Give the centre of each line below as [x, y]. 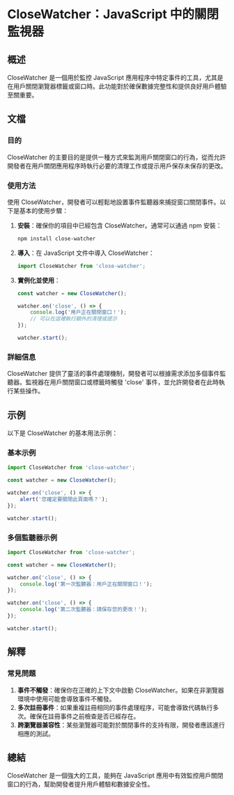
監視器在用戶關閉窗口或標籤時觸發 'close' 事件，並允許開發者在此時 [122, 382]
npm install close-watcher [56, 238]
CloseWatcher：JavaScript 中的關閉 [113, 14]
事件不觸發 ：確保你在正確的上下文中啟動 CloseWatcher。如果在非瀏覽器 [120, 690]
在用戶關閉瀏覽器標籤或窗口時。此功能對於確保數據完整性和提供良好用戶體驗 [117, 86]
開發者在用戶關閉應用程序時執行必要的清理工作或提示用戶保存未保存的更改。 [117, 166]
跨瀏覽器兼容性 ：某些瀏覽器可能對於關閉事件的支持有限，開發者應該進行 [121, 725]
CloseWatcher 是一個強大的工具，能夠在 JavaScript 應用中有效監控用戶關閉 [116, 776]
